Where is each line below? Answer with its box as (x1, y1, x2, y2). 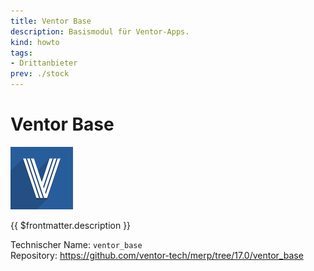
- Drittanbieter (10, 58, 78, 69)
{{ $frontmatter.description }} (10, 219, 132, 231)
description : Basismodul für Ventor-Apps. (10, 26, 190, 37)
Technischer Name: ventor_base (10, 238, 143, 250)
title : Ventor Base (10, 16, 92, 26)
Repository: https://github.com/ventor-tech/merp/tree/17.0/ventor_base (10, 249, 304, 261)
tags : (10, 48, 33, 58)
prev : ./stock (10, 69, 70, 79)
